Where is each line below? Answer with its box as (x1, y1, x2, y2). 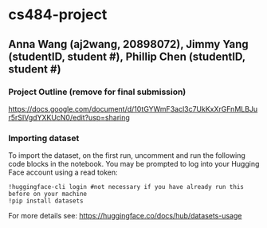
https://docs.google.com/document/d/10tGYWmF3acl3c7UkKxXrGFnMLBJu (8, 104, 258, 113)
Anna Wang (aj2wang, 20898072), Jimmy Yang (8, 37, 249, 51)
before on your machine (8, 190, 88, 199)
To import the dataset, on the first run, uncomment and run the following (8, 151, 245, 160)
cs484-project (8, 6, 108, 24)
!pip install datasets (8, 197, 84, 205)
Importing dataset (8, 132, 80, 143)
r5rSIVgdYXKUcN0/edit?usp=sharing (8, 112, 130, 122)
